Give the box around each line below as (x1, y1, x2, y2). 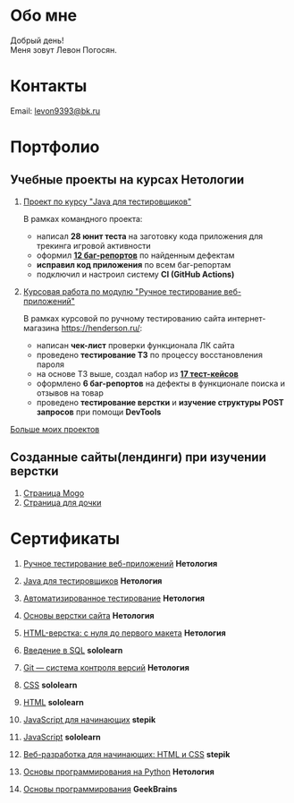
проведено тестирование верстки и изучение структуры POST (36, 397, 284, 407)
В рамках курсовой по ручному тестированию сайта (22, 312, 226, 323)
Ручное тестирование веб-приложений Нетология (22, 558, 218, 568)
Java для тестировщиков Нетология (22, 575, 163, 586)
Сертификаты (10, 528, 120, 549)
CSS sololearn (22, 679, 78, 690)
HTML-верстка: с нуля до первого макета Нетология (22, 628, 226, 638)
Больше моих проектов (10, 423, 100, 434)
